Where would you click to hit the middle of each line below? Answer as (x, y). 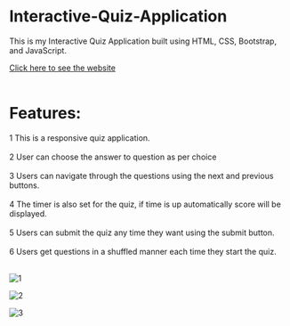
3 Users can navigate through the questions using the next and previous (141, 175)
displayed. (28, 213)
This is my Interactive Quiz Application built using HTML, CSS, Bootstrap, (143, 41)
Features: (45, 114)
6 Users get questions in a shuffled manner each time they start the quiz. (143, 251)
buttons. (24, 185)
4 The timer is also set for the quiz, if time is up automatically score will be (145, 204)
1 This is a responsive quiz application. (80, 138)
